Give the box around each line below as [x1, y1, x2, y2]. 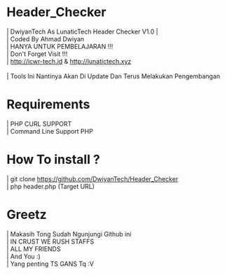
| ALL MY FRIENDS [6, 244, 61, 253]
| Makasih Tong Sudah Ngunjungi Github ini [6, 230, 132, 238]
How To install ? [6, 152, 101, 168]
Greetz [6, 207, 47, 223]
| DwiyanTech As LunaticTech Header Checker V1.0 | [6, 27, 158, 36]
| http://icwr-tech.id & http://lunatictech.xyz [6, 57, 132, 65]
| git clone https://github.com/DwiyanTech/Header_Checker [6, 174, 179, 183]
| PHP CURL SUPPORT [6, 120, 72, 128]
